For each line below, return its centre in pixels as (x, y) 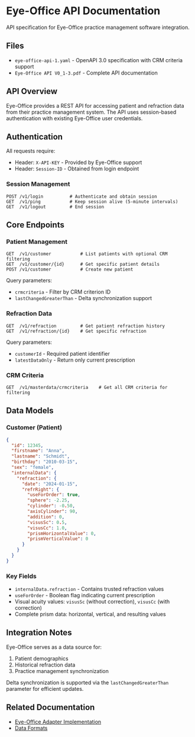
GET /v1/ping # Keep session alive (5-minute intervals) (92, 202)
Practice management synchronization (62, 671)
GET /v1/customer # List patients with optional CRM (87, 254)
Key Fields (21, 576)
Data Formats (31, 728)
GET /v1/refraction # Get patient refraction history (86, 326)
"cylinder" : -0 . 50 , (51, 506)
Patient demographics (42, 658)
